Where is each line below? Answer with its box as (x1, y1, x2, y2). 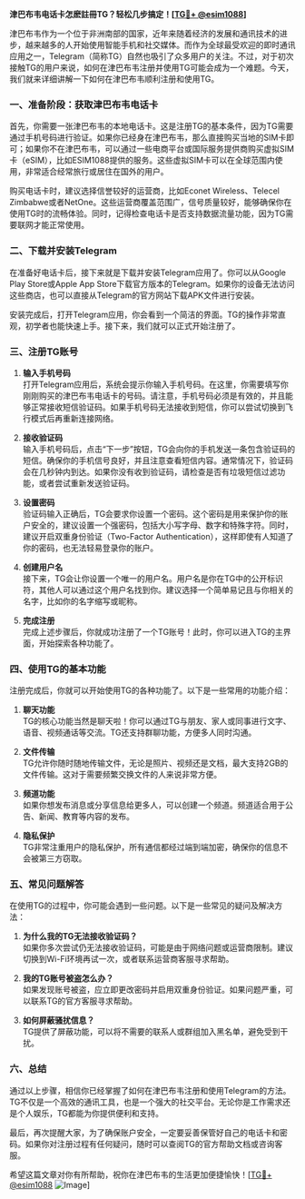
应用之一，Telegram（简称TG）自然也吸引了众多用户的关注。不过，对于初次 (9, 51, 294, 62)
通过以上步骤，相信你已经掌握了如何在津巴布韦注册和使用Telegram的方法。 (9, 1085, 291, 1095)
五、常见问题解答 (9, 878, 84, 891)
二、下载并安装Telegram (9, 244, 118, 257)
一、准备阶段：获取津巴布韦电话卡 (9, 98, 159, 111)
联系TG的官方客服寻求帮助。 (30, 996, 138, 1006)
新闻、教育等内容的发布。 (38, 811, 134, 822)
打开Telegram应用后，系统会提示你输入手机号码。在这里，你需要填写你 (22, 379, 289, 390)
